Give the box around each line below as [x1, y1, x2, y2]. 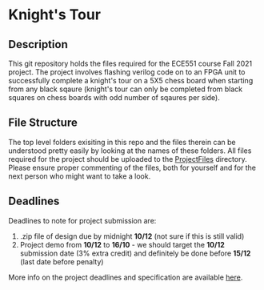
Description [8, 38, 68, 51]
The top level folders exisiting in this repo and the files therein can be [8, 137, 236, 147]
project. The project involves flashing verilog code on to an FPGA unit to [8, 67, 246, 77]
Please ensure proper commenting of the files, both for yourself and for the [8, 163, 257, 172]
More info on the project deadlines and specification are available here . [8, 272, 243, 282]
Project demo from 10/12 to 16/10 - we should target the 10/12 [19, 240, 226, 249]
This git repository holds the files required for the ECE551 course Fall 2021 [8, 58, 253, 68]
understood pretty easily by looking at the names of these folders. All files [8, 146, 252, 155]
